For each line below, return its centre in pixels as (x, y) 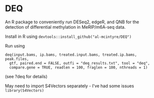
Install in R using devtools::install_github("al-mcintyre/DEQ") (68, 36)
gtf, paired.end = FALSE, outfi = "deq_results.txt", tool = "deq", (80, 63)
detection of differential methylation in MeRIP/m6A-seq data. (65, 27)
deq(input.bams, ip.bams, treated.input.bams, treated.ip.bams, (71, 55)
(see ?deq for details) (26, 76)
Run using (15, 46)
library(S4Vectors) (25, 90)
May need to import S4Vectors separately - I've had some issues (70, 86)
